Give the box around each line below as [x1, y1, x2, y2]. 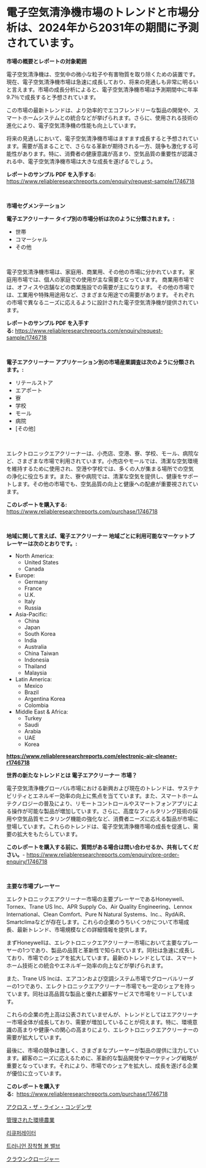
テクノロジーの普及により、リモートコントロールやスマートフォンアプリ [6, 799, 188, 807]
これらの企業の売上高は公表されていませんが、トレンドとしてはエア [6, 1010, 177, 1018]
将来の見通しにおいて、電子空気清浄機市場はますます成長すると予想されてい [6, 135, 199, 142]
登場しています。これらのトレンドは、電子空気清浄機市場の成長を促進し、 [6, 822, 194, 830]
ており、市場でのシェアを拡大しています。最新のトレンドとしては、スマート [6, 954, 198, 961]
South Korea [24, 630, 56, 637]
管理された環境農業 [6, 1116, 55, 1123]
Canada [24, 565, 45, 572]
